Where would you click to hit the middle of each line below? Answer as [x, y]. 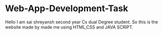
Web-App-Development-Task [67, 9]
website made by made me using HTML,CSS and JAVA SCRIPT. [69, 27]
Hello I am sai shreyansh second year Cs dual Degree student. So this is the [82, 22]
